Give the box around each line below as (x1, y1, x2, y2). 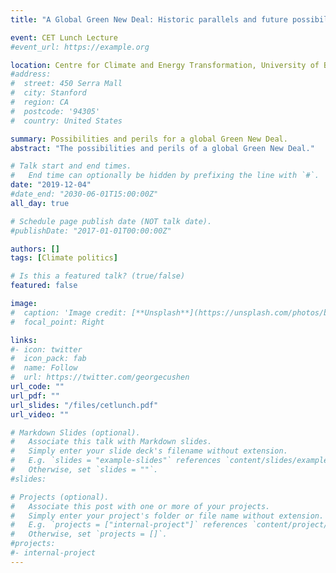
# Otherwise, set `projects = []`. (10, 529, 168, 540)
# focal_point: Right (10, 317, 105, 327)
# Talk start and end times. (10, 161, 132, 171)
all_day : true (10, 198, 70, 208)
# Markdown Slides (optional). (10, 427, 141, 438)
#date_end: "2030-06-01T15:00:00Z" (10, 189, 159, 199)
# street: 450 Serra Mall (10, 79, 123, 89)
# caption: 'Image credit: (10, 307, 128, 318)
